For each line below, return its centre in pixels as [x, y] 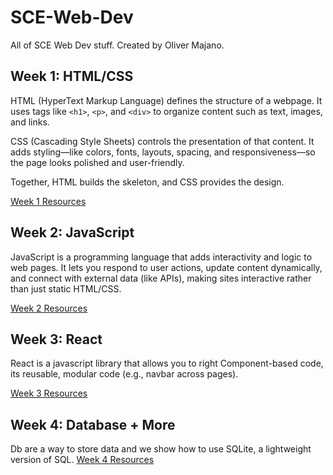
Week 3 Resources [49, 393]
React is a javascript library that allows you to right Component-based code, [167, 363]
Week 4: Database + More [93, 424]
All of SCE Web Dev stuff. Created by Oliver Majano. [117, 45]
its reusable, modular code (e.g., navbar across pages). [124, 374]
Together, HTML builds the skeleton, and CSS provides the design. [147, 182]
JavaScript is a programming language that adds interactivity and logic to [161, 257]
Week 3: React [56, 339]
